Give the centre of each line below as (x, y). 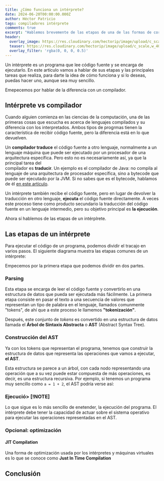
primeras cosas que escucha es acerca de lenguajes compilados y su (75, 122)
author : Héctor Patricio (30, 19)
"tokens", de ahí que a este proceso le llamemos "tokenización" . (71, 310)
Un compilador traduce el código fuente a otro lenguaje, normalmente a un (81, 147)
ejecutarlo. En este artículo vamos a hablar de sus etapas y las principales (80, 70)
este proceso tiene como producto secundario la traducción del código (76, 204)
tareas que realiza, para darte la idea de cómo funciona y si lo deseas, (76, 75)
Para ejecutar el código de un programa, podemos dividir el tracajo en (75, 246)
